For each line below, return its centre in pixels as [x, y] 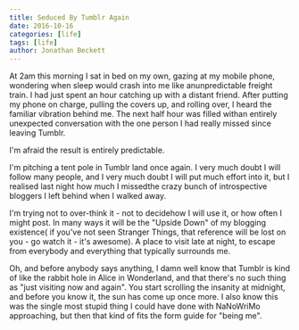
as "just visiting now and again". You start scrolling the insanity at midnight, [147, 287]
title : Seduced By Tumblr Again [69, 17]
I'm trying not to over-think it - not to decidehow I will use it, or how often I [146, 213]
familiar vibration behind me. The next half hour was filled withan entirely [143, 114]
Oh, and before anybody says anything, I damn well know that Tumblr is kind [150, 268]
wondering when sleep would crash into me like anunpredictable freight [141, 86]
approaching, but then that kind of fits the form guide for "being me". [136, 316]
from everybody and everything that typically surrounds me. [120, 252]
